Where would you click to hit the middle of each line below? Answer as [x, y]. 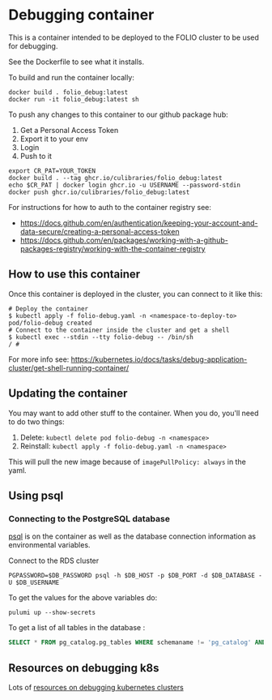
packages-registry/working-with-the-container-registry [113, 248]
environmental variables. [49, 545]
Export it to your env [54, 139]
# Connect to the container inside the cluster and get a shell [119, 330]
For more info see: [39, 359]
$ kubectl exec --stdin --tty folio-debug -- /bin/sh [101, 337]
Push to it [36, 156]
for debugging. [33, 45]
